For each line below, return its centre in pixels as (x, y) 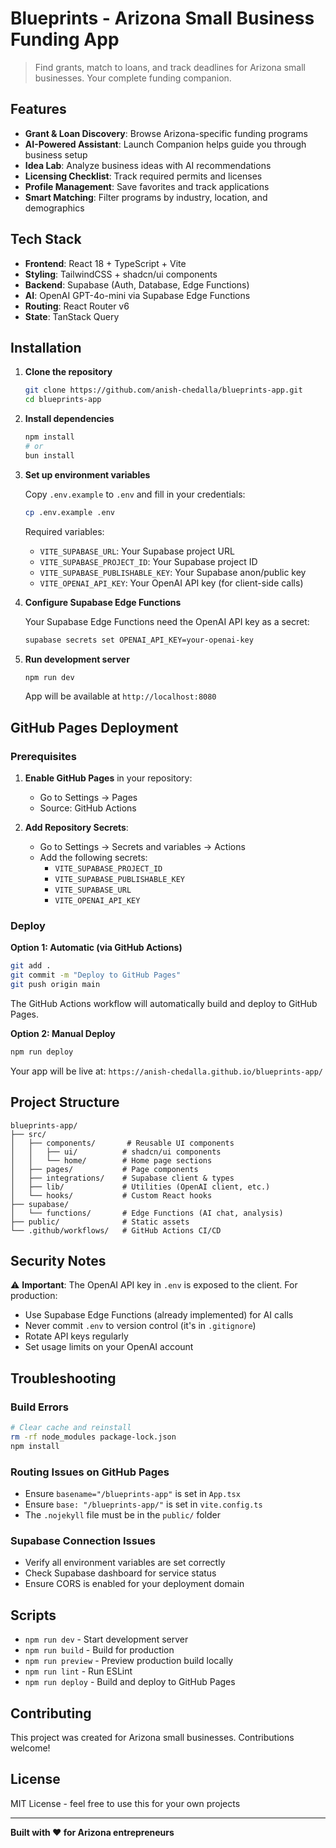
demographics (54, 208)
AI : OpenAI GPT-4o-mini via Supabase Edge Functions (137, 295)
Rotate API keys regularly (76, 1336)
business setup (56, 154)
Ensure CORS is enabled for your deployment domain (134, 1584)
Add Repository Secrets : (76, 828)
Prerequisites (43, 756)
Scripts (33, 1615)
